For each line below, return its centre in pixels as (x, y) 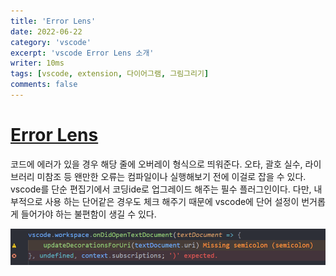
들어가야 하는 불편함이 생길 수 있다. (88, 214)
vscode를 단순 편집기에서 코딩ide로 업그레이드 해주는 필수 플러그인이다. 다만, (161, 189)
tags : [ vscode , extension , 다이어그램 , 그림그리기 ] (110, 74)
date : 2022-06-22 (46, 31)
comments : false (44, 85)
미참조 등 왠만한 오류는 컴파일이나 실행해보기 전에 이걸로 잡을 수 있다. (171, 176)
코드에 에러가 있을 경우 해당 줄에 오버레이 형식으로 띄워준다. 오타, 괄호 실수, (156, 164)
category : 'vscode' (51, 42)
